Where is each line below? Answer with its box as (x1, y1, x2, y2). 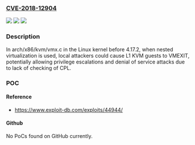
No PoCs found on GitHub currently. (6, 132, 93, 139)
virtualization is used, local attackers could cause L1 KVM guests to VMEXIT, (6, 52, 190, 59)
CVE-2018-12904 (6, 4, 57, 12)
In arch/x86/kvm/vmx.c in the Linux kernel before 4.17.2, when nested (6, 45, 173, 53)
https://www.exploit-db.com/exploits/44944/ (14, 106, 123, 113)
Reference (6, 93, 32, 100)
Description (6, 33, 40, 41)
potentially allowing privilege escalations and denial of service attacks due (6, 58, 185, 65)
